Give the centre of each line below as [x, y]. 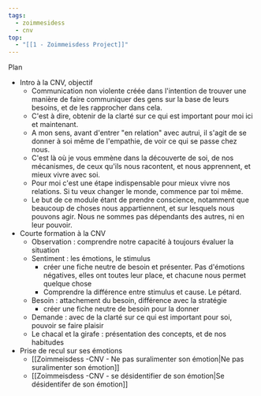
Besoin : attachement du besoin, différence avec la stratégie [129, 301]
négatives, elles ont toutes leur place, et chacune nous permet [144, 275]
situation [45, 250]
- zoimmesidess [40, 23]
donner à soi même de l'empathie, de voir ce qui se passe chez [134, 141]
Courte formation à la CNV [63, 233]
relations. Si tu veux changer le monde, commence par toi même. [137, 192]
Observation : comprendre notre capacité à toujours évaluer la [132, 242]
